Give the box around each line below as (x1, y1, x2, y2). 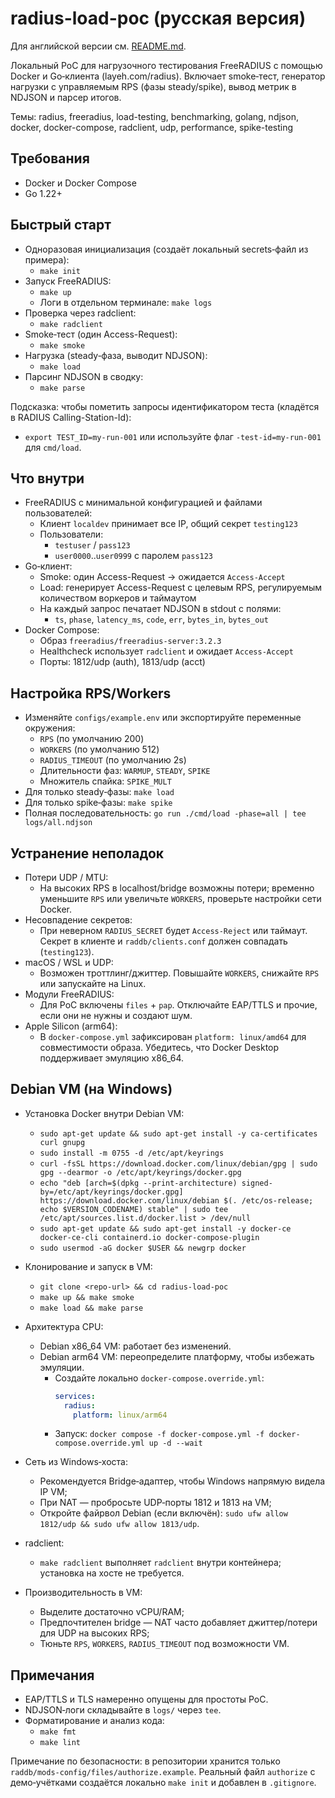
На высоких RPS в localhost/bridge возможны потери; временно (39, 882, 315, 894)
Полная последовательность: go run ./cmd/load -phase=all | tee (24, 807, 307, 819)
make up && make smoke (39, 1292, 135, 1302)
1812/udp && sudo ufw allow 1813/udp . (39, 1518, 200, 1530)
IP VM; (39, 1486, 68, 1498)
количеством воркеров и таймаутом (39, 592, 197, 604)
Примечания (10, 1667, 95, 1684)
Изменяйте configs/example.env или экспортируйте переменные (24, 712, 302, 724)
